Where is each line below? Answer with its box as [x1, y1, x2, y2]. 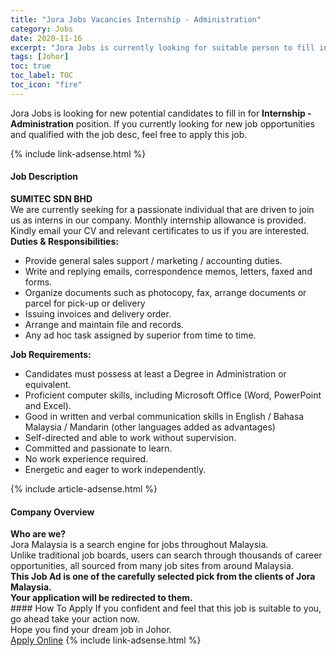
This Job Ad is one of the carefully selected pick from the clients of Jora [10, 571, 316, 583]
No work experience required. [24, 452, 149, 465]
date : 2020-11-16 [10, 33, 83, 43]
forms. [24, 276, 53, 288]
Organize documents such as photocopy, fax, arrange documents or [24, 286, 307, 298]
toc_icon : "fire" [10, 80, 83, 90]
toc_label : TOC [10, 71, 74, 81]
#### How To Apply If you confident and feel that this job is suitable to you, [10, 602, 322, 615]
